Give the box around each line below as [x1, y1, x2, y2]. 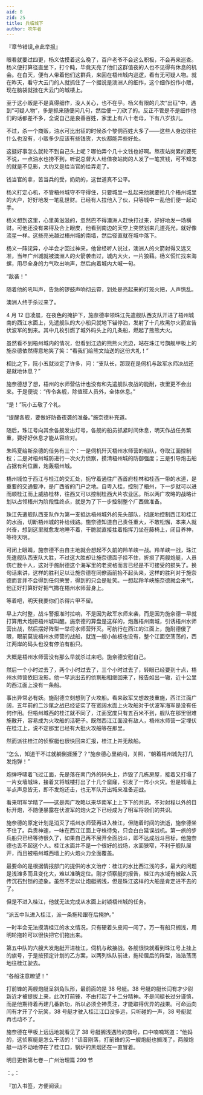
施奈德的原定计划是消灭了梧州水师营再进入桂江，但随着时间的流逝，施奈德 [6, 819, 192, 826]
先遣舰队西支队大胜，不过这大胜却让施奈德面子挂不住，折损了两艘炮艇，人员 [6, 554, 197, 561]
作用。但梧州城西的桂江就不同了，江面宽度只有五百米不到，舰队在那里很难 [11, 709, 197, 717]
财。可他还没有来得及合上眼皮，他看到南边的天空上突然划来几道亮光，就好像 [6, 224, 197, 232]
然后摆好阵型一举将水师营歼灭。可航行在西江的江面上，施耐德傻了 [27, 625, 192, 632]
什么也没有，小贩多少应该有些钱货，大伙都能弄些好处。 [6, 135, 144, 142]
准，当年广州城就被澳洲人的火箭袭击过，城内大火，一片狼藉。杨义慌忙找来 [6, 252, 192, 260]
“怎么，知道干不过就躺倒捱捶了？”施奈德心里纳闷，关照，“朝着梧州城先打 [6, 750, 188, 758]
